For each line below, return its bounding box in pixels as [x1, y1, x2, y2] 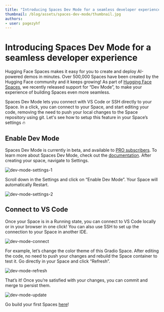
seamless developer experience [5, 52, 138, 64]
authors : [5, 16, 23, 21]
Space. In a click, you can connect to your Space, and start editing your [5, 104, 149, 110]
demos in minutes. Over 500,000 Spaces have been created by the [23, 74, 159, 80]
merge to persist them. [5, 282, 51, 288]
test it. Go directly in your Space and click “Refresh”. [5, 258, 110, 264]
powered [5, 74, 23, 80]
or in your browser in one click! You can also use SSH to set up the [5, 223, 139, 229]
